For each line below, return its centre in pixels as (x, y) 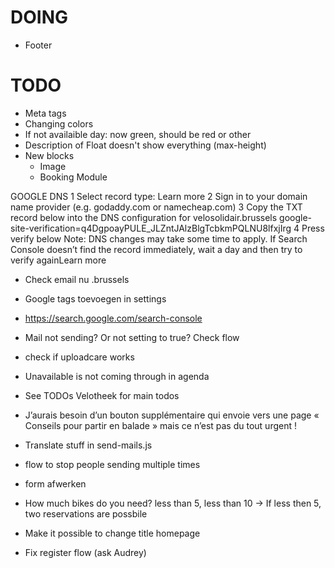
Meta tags (45, 113)
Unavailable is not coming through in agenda (117, 376)
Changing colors (59, 123)
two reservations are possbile (86, 513)
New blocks (49, 155)
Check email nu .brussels (77, 279)
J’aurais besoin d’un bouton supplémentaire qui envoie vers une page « (172, 415)
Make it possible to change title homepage (112, 533)
